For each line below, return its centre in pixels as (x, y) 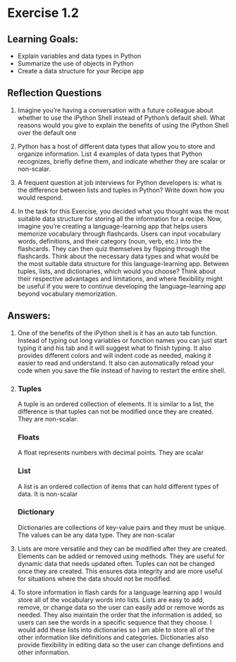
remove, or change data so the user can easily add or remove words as (121, 607)
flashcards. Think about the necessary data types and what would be (118, 256)
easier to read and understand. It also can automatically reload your (116, 363)
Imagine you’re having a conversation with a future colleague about (115, 110)
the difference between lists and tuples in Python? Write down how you (121, 190)
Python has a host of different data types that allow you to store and (116, 146)
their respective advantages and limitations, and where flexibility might (120, 278)
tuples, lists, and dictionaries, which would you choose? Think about (117, 271)
